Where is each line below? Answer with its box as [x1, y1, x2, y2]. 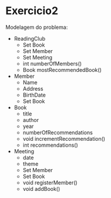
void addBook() [22, 185, 60, 192]
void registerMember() [22, 179, 78, 186]
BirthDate [22, 91, 46, 98]
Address [22, 85, 43, 92]
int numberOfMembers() [22, 60, 82, 67]
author [22, 116, 39, 123]
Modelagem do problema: [5, 24, 68, 31]
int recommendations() [22, 141, 78, 148]
